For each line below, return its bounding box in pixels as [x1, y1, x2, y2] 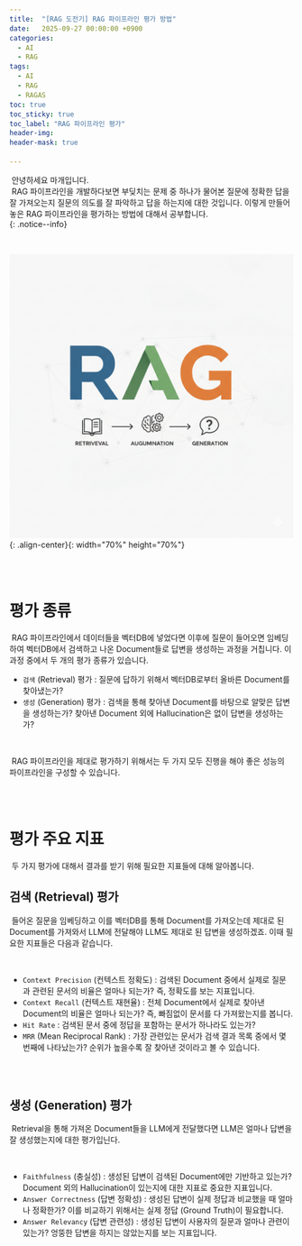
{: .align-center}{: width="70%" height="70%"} [9, 539, 185, 550]
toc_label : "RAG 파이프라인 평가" [9, 119, 126, 128]
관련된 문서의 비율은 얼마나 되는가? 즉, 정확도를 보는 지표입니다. [32, 985, 255, 996]
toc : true [9, 100, 47, 109]
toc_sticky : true [9, 109, 75, 119]
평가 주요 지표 [9, 829, 105, 849]
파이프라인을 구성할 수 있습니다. [9, 766, 121, 777]
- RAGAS [17, 90, 47, 99]
